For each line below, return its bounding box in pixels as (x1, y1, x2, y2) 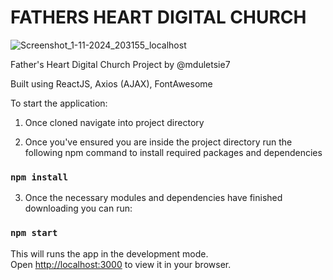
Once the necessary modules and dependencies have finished (24, 192, 283, 204)
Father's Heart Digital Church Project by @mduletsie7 (10, 58, 231, 70)
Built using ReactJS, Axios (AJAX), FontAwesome (10, 77, 213, 90)
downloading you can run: (24, 202, 133, 215)
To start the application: (10, 97, 108, 109)
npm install (10, 171, 69, 183)
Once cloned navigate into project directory (24, 116, 205, 128)
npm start (10, 227, 58, 239)
